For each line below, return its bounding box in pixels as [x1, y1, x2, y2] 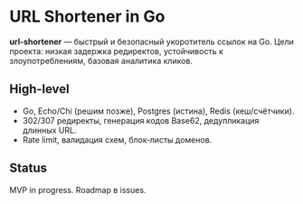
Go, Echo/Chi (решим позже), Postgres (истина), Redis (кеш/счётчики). [22, 106, 295, 116]
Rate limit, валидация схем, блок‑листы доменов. [22, 134, 213, 145]
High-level [9, 81, 70, 97]
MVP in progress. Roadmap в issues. [9, 184, 147, 195]
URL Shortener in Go [9, 6, 166, 27]
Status [9, 161, 48, 176]
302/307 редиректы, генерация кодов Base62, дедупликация [22, 115, 260, 125]
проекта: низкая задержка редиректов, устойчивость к [9, 45, 223, 56]
